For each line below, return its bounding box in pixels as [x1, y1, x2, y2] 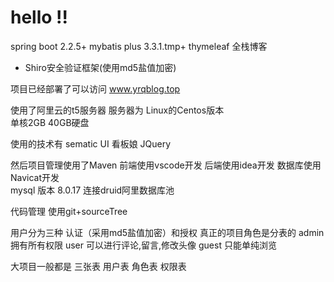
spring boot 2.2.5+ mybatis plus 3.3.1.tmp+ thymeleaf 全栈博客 [10, 40, 268, 52]
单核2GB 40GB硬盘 [10, 116, 90, 128]
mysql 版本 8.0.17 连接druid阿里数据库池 [10, 184, 175, 196]
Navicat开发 [10, 171, 60, 183]
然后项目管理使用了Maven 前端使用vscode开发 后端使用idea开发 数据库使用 [10, 159, 322, 171]
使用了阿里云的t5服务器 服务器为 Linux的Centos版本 [10, 104, 225, 116]
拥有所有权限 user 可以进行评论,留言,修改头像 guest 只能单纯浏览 [10, 239, 277, 251]
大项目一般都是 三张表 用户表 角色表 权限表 [10, 260, 187, 272]
